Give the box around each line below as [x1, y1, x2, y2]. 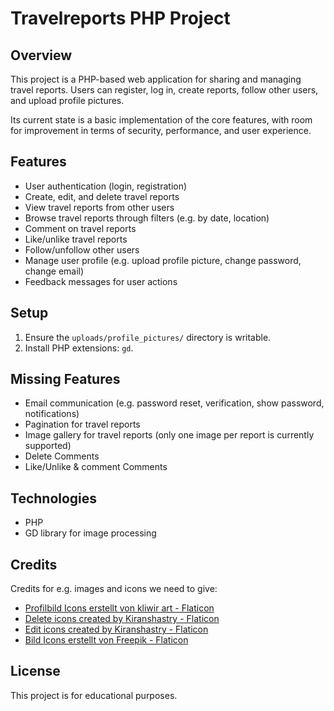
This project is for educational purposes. [10, 689, 178, 701]
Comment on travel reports [24, 222, 137, 234]
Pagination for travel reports [24, 418, 141, 431]
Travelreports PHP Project [10, 7, 231, 30]
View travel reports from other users [24, 201, 175, 213]
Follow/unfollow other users [24, 243, 140, 256]
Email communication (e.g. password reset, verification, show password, [24, 397, 325, 409]
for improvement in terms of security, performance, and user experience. [10, 125, 312, 136]
